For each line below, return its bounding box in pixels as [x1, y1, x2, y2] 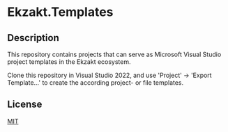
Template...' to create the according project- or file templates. [7, 79, 184, 87]
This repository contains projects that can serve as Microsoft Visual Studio [7, 50, 222, 58]
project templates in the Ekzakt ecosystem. [7, 58, 131, 66]
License [7, 99, 43, 110]
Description [7, 32, 59, 44]
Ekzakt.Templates [7, 4, 114, 20]
